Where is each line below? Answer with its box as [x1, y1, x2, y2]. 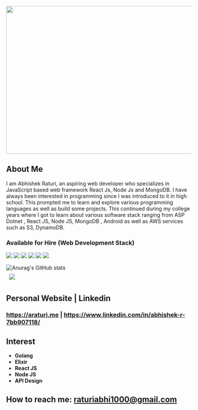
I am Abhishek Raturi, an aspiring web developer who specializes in [6, 180, 170, 187]
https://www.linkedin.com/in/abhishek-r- [64, 311, 186, 319]
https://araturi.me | [6, 311, 63, 319]
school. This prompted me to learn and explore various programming [6, 199, 173, 206]
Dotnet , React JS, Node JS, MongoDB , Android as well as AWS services [6, 217, 184, 224]
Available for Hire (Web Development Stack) [6, 239, 135, 247]
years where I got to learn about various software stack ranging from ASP [6, 211, 185, 218]
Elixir [14, 359, 28, 366]
